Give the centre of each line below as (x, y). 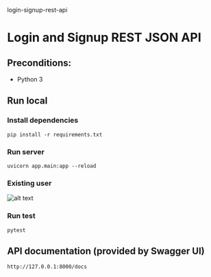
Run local (27, 101)
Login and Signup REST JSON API (104, 38)
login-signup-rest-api (37, 10)
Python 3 (30, 79)
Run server (26, 152)
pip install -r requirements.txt (55, 134)
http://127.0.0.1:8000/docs (47, 267)
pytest (16, 230)
